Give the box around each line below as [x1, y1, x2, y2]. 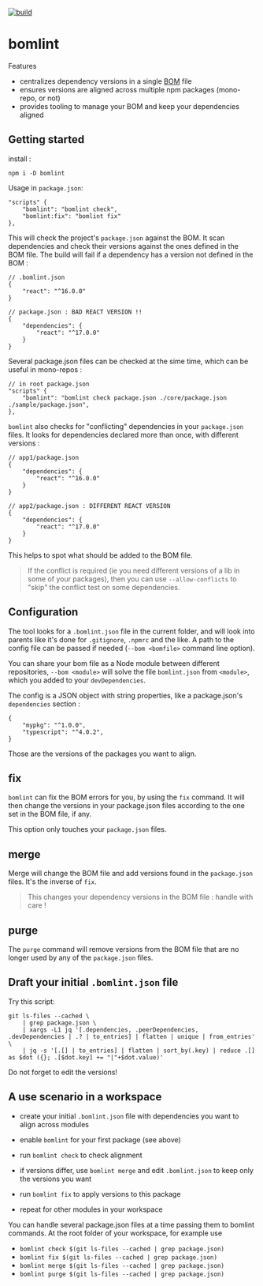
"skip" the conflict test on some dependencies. [27, 582, 180, 592]
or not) [38, 93, 61, 103]
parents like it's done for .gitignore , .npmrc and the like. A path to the [8, 634, 235, 644]
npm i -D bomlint [8, 169, 65, 177]
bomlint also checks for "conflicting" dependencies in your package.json [8, 421, 244, 431]
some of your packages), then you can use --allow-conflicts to [27, 573, 238, 584]
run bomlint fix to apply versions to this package [19, 1189, 181, 1198]
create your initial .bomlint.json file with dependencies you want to [19, 1111, 239, 1121]
